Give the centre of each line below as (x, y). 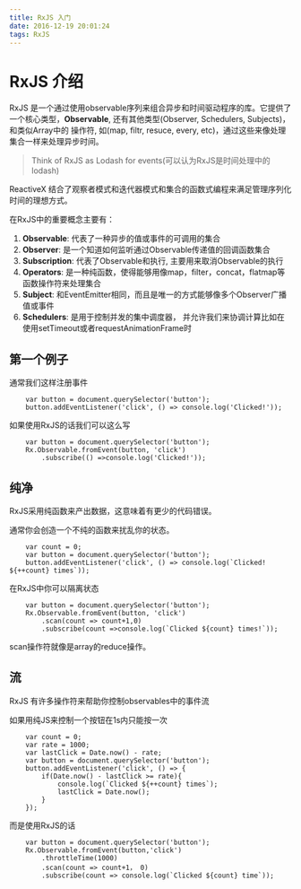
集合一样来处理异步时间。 (56, 142)
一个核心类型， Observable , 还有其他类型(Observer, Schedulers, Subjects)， (150, 119)
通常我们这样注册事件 (48, 383)
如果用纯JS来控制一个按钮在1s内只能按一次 (89, 719)
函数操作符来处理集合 (61, 283)
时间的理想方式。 (41, 200)
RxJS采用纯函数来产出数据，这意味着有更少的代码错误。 (113, 510)
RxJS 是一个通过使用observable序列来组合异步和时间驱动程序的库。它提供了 (150, 108)
